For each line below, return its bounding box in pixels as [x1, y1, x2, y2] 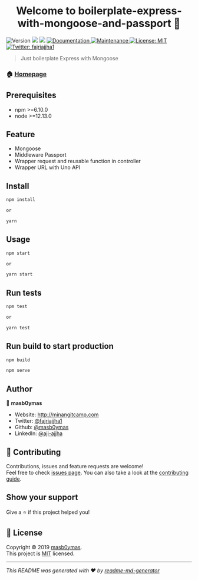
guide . [6, 475, 22, 482]
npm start [6, 250, 31, 256]
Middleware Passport [14, 151, 67, 158]
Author [6, 384, 32, 394]
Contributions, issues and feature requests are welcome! [6, 462, 144, 469]
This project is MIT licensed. [6, 550, 75, 557]
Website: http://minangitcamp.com [14, 411, 99, 418]
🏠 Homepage [6, 70, 47, 78]
